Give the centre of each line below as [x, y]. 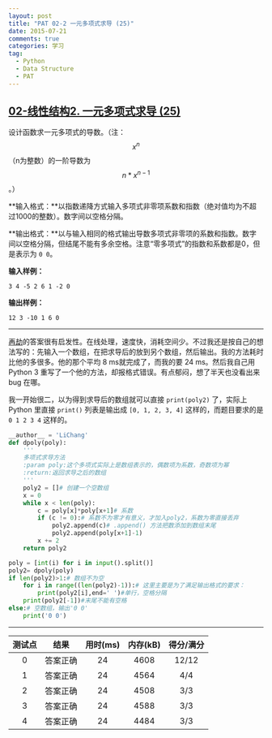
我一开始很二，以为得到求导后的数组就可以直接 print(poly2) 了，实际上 [128, 399]
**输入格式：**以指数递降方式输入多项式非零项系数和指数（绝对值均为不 [129, 206]
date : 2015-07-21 [38, 31]
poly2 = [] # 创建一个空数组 [66, 488]
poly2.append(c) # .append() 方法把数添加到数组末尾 [134, 526]
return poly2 [45, 548]
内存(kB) [144, 645]
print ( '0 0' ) [45, 615]
